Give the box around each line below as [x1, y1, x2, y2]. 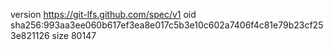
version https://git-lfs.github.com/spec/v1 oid [10, 9, 197, 20]
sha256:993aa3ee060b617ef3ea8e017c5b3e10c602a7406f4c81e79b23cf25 [10, 19, 324, 31]
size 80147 [51, 30, 97, 41]
